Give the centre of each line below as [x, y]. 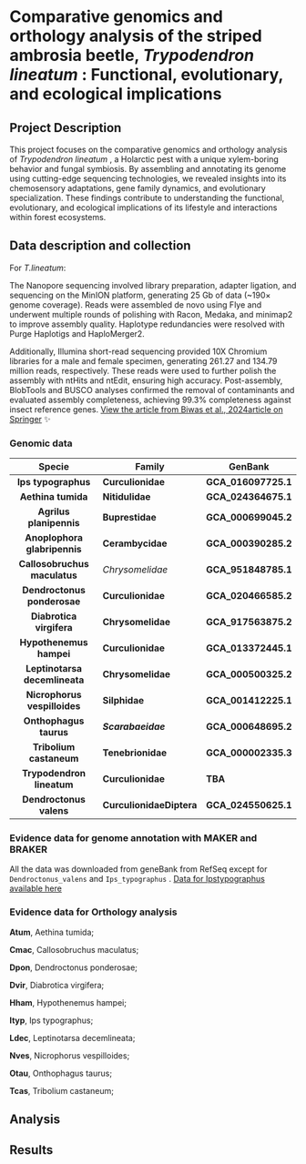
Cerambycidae [135, 543]
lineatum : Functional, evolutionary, [147, 75]
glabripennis [54, 550]
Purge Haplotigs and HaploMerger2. [77, 333]
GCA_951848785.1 [249, 570]
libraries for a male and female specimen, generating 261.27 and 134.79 [143, 360]
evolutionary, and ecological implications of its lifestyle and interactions [143, 207]
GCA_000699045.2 [249, 518]
